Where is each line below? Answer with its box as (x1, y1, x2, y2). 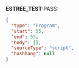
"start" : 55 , (11, 28, 44, 34)
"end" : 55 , (11, 33, 39, 40)
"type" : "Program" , (11, 22, 61, 29)
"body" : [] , (11, 39, 42, 46)
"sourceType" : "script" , (11, 45, 74, 51)
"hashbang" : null (11, 51, 55, 57)
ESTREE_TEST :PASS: (5, 5, 59, 12)
